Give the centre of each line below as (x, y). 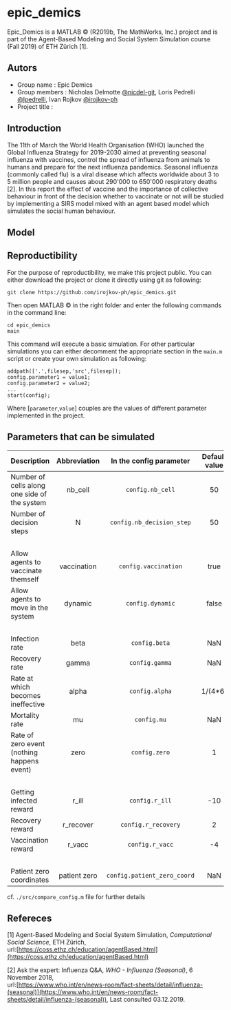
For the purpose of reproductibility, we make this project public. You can (109, 272)
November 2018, (31, 978)
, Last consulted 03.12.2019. (146, 1000)
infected (24, 801)
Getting (22, 792)
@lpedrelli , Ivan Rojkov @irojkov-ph (67, 99)
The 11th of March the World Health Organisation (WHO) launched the (106, 145)
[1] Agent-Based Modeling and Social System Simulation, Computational (109, 935)
